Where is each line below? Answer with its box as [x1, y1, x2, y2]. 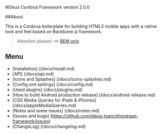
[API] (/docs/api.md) [12, 71, 54, 77]
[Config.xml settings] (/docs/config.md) [12, 81, 93, 87]
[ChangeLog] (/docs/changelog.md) [12, 123, 86, 129]
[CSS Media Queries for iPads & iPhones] [12, 97, 96, 103]
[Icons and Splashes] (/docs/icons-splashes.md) [12, 76, 112, 82]
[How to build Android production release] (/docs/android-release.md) [12, 91, 156, 98]
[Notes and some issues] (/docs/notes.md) [12, 107, 100, 113]
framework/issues [12, 118, 49, 124]
